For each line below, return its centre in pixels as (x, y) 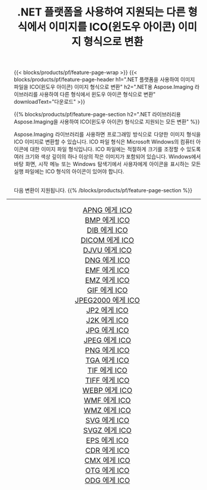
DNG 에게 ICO (107, 260)
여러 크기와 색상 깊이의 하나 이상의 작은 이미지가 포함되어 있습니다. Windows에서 (107, 157)
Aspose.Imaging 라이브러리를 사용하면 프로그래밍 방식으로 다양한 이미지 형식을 (107, 135)
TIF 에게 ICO (107, 371)
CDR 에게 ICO (107, 451)
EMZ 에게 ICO (107, 281)
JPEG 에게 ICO (107, 341)
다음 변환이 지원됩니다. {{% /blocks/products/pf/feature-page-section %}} (103, 190)
